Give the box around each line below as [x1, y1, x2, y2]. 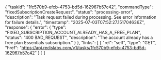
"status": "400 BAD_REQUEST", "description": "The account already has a [5, 35, 153, 40]
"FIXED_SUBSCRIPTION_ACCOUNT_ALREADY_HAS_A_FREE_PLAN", [5, 30, 142, 35]
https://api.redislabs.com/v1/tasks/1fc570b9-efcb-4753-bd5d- [21, 45, 146, 50]
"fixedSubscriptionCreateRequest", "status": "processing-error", [5, 9, 133, 15]
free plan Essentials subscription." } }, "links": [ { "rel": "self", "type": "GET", [5, 40, 156, 45]
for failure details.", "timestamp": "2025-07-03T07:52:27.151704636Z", [5, 19, 145, 25]
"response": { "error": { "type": [5, 24, 66, 30]
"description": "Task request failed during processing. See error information [5, 14, 157, 20]
